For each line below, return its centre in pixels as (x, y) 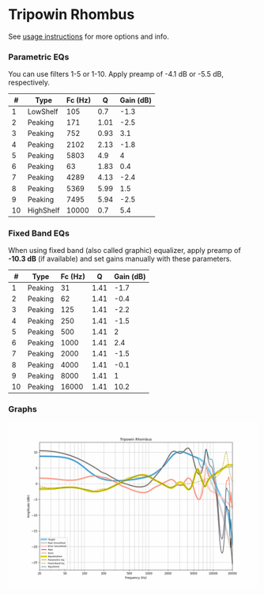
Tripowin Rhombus (72, 15)
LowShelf (43, 111)
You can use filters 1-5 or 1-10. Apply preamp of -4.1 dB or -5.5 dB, (116, 74)
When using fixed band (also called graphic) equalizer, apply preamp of (124, 250)
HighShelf (43, 210)
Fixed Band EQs (39, 233)
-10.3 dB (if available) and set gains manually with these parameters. (120, 259)
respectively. (29, 83)
